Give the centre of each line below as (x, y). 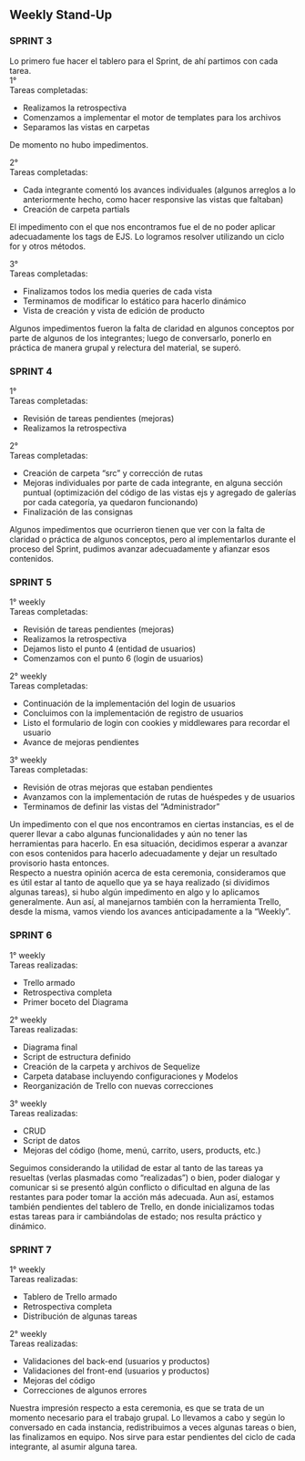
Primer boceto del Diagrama (76, 1001)
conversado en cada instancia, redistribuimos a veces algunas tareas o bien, (153, 1427)
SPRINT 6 (31, 936)
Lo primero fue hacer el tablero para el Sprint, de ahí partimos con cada (144, 61)
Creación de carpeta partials (76, 209)
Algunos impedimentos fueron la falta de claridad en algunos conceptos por (152, 328)
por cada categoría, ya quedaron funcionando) (110, 502)
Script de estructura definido (76, 1056)
